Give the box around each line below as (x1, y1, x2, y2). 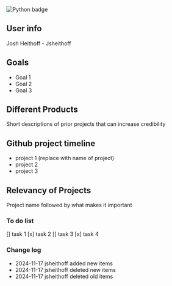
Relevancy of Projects (6, 185, 91, 196)
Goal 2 (15, 80, 32, 87)
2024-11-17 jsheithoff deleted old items (15, 273, 113, 280)
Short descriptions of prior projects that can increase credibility (6, 120, 166, 128)
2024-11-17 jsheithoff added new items (15, 260, 113, 267)
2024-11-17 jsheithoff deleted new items (15, 266, 116, 273)
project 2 (15, 161, 38, 168)
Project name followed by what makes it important (6, 202, 132, 209)
